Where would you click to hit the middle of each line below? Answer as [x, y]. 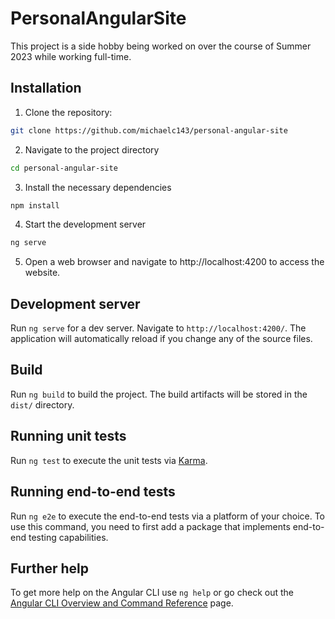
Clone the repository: [68, 112]
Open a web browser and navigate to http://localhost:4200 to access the [174, 262]
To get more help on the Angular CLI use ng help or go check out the [152, 593]
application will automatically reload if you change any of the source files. [161, 339]
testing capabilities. [68, 537]
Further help [50, 568]
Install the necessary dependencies [98, 187]
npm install [35, 205]
